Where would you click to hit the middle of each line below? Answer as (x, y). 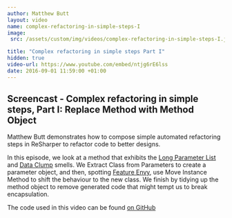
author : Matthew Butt (38, 13)
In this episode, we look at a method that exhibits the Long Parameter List (112, 158)
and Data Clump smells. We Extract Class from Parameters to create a (107, 165)
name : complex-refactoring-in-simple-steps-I (74, 26)
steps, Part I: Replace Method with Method (101, 110)
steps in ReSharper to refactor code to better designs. (84, 144)
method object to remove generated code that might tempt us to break (107, 187)
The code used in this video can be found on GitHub (81, 208)
